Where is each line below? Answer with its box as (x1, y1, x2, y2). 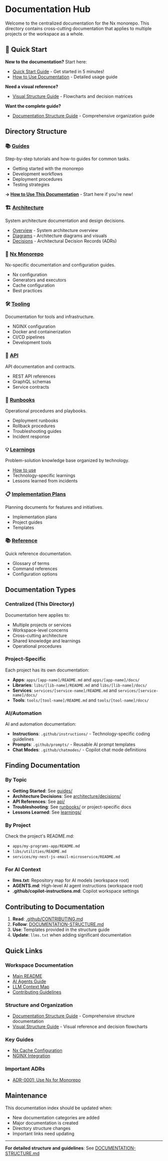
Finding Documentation (5, 761, 80, 770)
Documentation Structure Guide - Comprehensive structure (12, 1013, 135, 1019)
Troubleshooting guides (12, 428, 61, 434)
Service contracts (12, 384, 49, 390)
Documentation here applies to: (5, 612, 70, 618)
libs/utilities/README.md (12, 849, 66, 854)
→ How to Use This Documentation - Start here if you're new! (5, 191, 133, 197)
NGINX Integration (12, 1053, 50, 1059)
